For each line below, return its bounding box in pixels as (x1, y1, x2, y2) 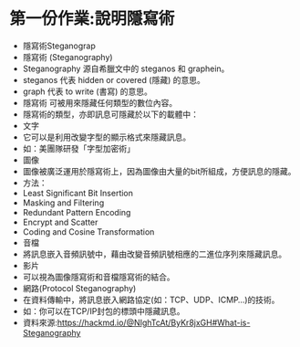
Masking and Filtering (22, 197, 105, 208)
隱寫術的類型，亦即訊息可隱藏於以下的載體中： (22, 109, 199, 120)
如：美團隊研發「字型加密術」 (22, 142, 135, 153)
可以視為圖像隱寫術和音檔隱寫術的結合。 (22, 271, 175, 282)
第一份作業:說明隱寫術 (9, 8, 175, 29)
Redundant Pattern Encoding (22, 206, 131, 217)
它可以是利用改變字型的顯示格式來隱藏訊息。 (22, 131, 191, 142)
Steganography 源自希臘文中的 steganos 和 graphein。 (22, 63, 230, 74)
